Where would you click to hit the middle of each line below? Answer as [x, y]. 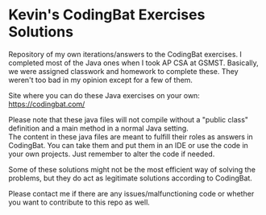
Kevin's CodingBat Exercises [107, 15]
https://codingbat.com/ [47, 104]
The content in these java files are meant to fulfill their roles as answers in [131, 136]
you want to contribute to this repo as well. [79, 202]
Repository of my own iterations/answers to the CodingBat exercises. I [125, 54]
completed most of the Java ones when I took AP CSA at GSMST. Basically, [134, 63]
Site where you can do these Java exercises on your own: [104, 95]
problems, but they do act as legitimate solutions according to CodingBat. [130, 178]
